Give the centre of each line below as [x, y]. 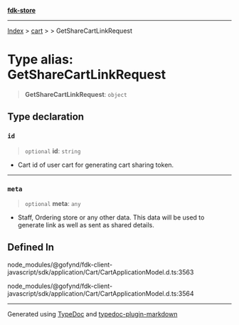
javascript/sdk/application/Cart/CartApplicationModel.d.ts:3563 [101, 272]
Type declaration [46, 117]
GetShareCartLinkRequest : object [76, 94]
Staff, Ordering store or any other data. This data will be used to [111, 217]
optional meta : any [53, 203]
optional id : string [53, 151]
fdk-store [22, 10]
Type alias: [40, 60]
